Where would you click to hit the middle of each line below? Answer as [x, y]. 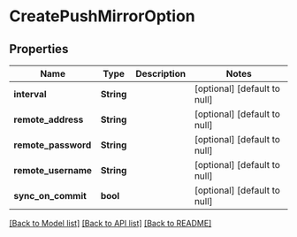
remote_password [53, 145]
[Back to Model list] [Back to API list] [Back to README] [110, 223]
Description [161, 74]
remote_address [49, 119]
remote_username [53, 170]
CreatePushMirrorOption [103, 16]
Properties [39, 49]
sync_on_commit [50, 196]
